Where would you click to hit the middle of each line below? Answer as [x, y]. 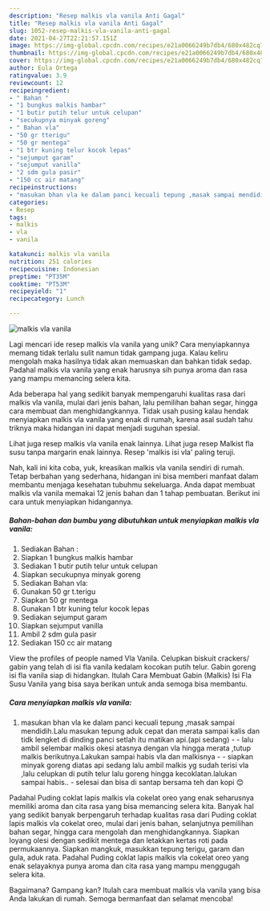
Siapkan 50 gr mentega [59, 600]
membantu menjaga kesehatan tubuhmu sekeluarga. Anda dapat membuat [132, 485]
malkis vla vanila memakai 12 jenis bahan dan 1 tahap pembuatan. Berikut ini [135, 493]
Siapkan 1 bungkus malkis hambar [77, 557]
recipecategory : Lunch [47, 299]
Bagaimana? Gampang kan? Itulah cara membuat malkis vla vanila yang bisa [135, 890]
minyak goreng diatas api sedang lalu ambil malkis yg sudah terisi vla [135, 765]
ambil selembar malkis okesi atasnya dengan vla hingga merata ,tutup [136, 748]
